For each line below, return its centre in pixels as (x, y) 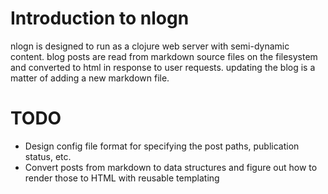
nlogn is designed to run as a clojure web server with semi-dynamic (150, 46)
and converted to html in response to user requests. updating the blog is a (163, 67)
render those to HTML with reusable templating (122, 178)
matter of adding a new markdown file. (90, 78)
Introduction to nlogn (100, 18)
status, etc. (48, 156)
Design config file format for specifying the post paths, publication (162, 146)
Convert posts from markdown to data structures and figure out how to (171, 167)
